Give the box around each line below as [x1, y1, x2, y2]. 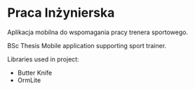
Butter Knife [17, 68, 53, 77]
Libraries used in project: [7, 54, 79, 63]
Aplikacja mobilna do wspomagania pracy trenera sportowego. [7, 28, 188, 36]
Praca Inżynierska [7, 5, 115, 21]
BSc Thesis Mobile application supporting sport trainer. [7, 41, 167, 50]
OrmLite [17, 75, 41, 84]
